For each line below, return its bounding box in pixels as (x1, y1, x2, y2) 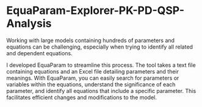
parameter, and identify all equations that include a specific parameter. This (6, 87, 197, 94)
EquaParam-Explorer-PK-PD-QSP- (6, 4, 185, 18)
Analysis (6, 16, 52, 30)
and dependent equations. (6, 49, 73, 57)
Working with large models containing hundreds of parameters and (6, 36, 175, 44)
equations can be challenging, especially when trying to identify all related (6, 43, 193, 50)
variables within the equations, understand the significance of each (6, 80, 176, 88)
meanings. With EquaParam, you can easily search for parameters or (6, 74, 179, 81)
